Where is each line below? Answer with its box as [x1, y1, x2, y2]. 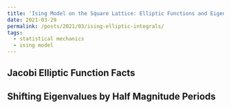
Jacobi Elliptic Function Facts [7, 67, 135, 79]
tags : [7, 29, 23, 36]
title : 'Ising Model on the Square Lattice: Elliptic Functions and [7, 10, 208, 17]
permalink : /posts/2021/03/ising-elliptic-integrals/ [7, 23, 165, 29]
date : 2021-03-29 [7, 16, 57, 23]
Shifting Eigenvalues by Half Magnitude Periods [7, 90, 217, 102]
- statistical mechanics [13, 36, 85, 43]
